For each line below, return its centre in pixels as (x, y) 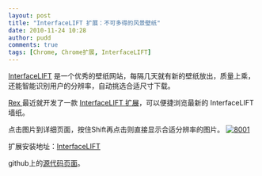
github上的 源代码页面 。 (46, 163)
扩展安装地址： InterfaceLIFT (55, 146)
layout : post (30, 15)
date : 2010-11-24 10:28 (47, 30)
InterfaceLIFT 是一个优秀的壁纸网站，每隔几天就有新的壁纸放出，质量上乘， (132, 76)
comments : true (33, 45)
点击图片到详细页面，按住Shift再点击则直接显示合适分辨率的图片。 (116, 129)
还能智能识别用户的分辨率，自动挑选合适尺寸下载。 (91, 86)
